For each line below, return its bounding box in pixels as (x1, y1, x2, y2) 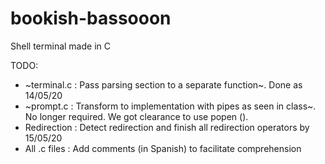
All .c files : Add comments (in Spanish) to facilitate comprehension (24, 142, 302, 154)
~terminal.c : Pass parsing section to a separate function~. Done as (24, 78, 303, 91)
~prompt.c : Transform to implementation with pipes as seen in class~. (24, 100, 317, 112)
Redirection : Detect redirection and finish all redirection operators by (24, 121, 310, 133)
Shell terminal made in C (10, 40, 111, 52)
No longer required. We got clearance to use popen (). (24, 110, 249, 122)
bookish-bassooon (10, 7, 172, 30)
